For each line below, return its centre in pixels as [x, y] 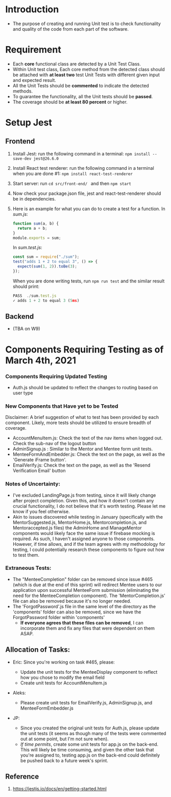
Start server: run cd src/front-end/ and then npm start [72, 183]
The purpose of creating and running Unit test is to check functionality [87, 24]
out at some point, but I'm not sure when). [64, 739]
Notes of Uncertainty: [33, 484]
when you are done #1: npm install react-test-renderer [72, 173]
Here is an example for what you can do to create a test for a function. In [89, 209]
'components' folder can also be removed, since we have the [77, 612]
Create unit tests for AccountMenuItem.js [64, 683]
